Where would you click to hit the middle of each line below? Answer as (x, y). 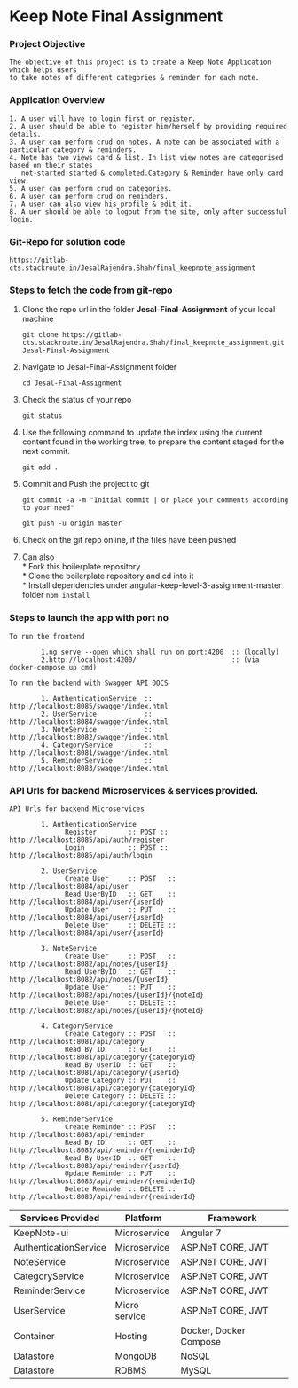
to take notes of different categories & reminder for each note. (134, 78)
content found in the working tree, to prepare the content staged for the (153, 442)
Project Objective (47, 44)
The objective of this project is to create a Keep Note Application (141, 63)
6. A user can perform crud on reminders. (89, 196)
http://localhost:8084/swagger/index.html (89, 721)
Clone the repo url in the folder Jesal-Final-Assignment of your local (149, 310)
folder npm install (56, 595)
